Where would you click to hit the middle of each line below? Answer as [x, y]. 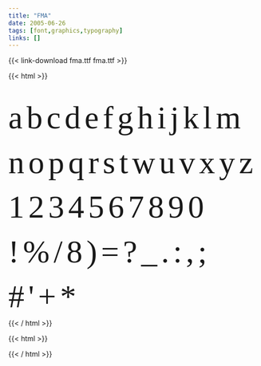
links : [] [25, 38]
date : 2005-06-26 [37, 23]
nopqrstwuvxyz [133, 162]
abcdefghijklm [127, 118]
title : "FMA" [30, 16]
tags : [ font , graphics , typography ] [66, 30]
